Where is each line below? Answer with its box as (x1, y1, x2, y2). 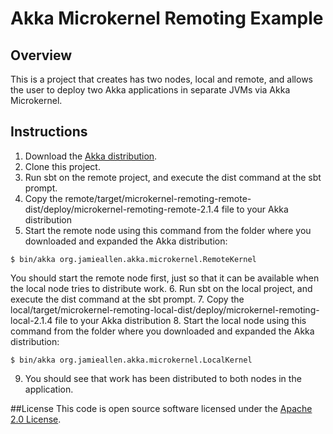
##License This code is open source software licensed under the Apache (10, 402, 313, 414)
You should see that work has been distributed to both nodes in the (24, 372, 302, 384)
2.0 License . (10, 413, 62, 425)
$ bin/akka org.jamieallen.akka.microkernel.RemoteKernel (10, 254, 257, 264)
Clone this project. (24, 160, 101, 172)
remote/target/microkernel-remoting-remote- (64, 192, 252, 204)
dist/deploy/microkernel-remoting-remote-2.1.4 (24, 203, 220, 215)
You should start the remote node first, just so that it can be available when (10, 272, 320, 284)
